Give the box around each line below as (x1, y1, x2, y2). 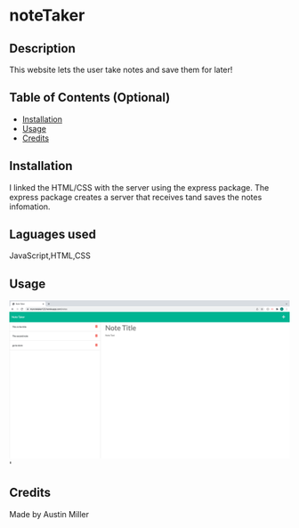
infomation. (9, 201, 51, 212)
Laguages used (9, 227, 96, 242)
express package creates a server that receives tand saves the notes (9, 191, 263, 202)
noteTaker (9, 5, 85, 26)
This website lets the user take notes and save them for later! (9, 64, 233, 75)
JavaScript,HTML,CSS (9, 250, 91, 261)
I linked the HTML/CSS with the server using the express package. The (9, 182, 270, 192)
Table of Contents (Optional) (9, 90, 171, 105)
